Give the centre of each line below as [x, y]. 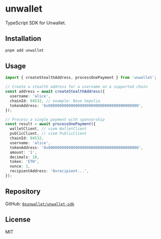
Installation [23, 39]
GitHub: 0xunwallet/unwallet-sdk [40, 204]
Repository [23, 192]
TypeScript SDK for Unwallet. [36, 23]
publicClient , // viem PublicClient [48, 134]
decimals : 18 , [24, 157]
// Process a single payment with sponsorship [55, 119]
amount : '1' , [23, 152]
